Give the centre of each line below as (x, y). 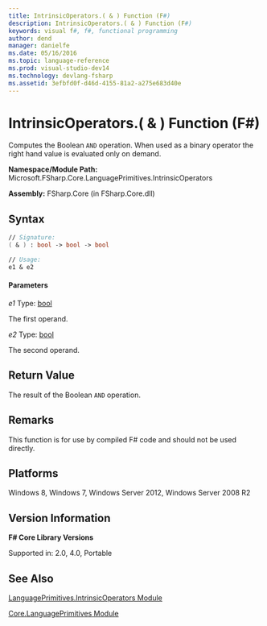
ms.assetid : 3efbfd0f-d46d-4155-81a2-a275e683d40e (95, 83)
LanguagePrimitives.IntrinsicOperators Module (85, 598)
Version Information (60, 518)
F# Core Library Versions (51, 537)
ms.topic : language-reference (59, 61)
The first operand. (38, 318)
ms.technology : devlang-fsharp (61, 76)
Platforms (33, 473)
